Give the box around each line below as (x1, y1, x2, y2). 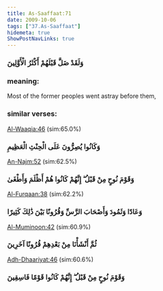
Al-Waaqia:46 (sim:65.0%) (7, 125, 82, 133)
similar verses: (7, 109, 57, 118)
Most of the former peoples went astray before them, (7, 92, 157, 100)
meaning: (7, 76, 40, 86)
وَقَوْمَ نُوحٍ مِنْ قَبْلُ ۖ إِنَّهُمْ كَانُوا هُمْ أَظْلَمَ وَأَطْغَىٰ (7, 174, 134, 184)
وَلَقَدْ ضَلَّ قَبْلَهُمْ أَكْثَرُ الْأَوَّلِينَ (7, 58, 84, 68)
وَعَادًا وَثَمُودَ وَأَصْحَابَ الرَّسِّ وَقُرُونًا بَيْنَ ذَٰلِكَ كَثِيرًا (7, 207, 143, 216)
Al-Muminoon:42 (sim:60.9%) (7, 223, 91, 231)
